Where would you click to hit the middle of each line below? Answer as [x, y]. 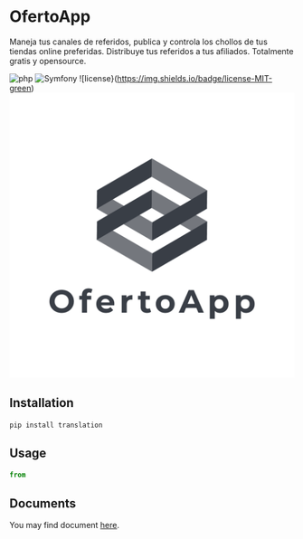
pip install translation [56, 425]
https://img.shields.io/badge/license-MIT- [195, 78]
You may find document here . [65, 525]
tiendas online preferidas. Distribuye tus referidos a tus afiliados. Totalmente [151, 51]
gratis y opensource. [48, 61]
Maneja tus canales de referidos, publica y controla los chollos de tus [139, 42]
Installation [42, 403]
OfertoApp [50, 17]
